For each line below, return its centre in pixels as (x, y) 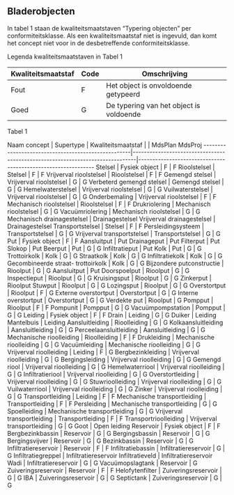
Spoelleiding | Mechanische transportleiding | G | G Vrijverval (95, 411)
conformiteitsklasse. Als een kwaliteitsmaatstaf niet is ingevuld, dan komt (112, 36)
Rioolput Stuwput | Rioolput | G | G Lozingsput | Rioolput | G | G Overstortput (117, 285)
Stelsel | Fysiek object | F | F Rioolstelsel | (155, 167)
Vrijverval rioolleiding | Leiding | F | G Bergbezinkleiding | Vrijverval (103, 352)
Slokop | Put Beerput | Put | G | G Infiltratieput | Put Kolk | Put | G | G (104, 248)
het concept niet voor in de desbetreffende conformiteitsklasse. (99, 43)
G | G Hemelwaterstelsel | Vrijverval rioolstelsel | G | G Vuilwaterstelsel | (110, 189)
